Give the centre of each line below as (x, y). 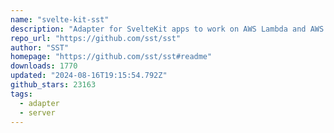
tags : (21, 94)
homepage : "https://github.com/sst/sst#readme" (111, 57)
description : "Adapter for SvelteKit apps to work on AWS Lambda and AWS (167, 29)
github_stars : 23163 (53, 85)
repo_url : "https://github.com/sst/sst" (96, 38)
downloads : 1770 (44, 66)
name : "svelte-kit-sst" (60, 19)
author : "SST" (40, 47)
